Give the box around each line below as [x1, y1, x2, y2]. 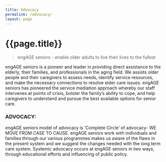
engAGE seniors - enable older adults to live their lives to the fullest [17, 54, 156, 60]
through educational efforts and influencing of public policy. [5, 151, 128, 157]
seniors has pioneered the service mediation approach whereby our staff [5, 85, 155, 91]
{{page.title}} [5, 38, 62, 49]
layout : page [5, 16, 32, 21]
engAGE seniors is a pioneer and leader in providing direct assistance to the [5, 64, 161, 70]
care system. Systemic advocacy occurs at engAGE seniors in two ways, [5, 146, 155, 152]
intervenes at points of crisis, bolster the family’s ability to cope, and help [5, 90, 156, 96]
